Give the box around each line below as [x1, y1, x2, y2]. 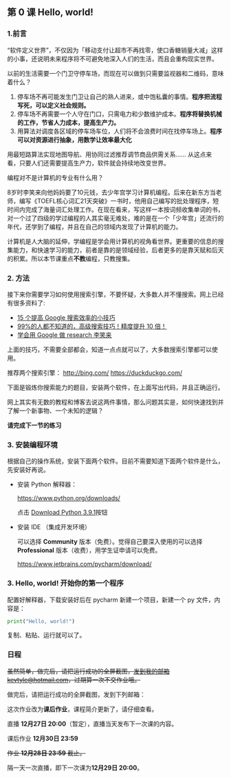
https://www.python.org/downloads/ [16, 494, 120, 502]
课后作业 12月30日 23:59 [7, 734, 78, 742]
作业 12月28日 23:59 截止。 [7, 748, 86, 757]
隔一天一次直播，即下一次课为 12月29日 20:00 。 [7, 764, 143, 772]
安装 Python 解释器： [16, 480, 78, 489]
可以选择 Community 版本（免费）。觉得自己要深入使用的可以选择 [16, 538, 203, 546]
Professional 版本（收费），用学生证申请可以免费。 [16, 546, 162, 555]
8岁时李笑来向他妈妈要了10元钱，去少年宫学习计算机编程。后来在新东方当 [7, 188, 217, 196]
